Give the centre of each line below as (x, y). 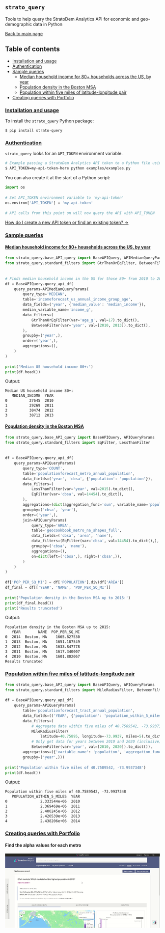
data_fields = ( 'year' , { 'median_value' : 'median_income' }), (84, 305)
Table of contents (32, 49)
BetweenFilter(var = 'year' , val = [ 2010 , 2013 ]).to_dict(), (91, 325)
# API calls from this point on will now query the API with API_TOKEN (80, 213)
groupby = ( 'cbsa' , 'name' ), (59, 546)
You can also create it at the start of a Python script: (58, 177)
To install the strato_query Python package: (50, 121)
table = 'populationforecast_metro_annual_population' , (79, 473)
